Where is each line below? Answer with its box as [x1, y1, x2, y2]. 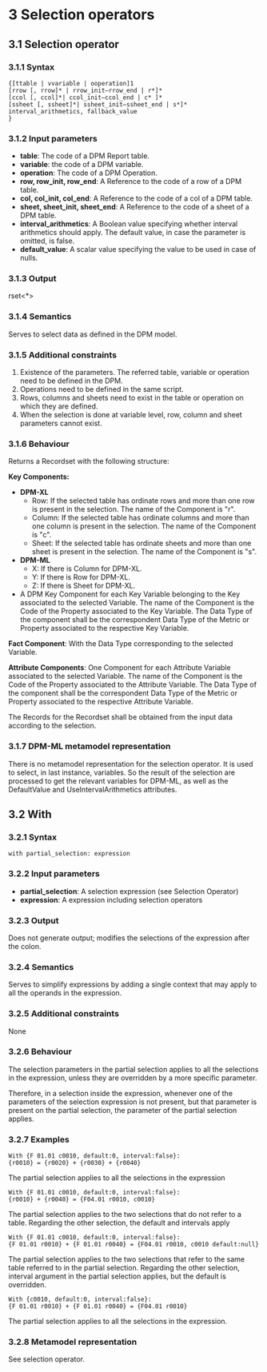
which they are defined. [19, 401, 98, 411]
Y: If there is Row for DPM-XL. [31, 572, 130, 582]
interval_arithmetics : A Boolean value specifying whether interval [19, 219, 238, 229]
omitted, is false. [19, 236, 75, 245]
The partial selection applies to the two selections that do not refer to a [8, 1210, 242, 1219]
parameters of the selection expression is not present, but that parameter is [8, 1097, 257, 1107]
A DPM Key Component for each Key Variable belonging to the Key [19, 589, 241, 599]
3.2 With [8, 808, 52, 821]
